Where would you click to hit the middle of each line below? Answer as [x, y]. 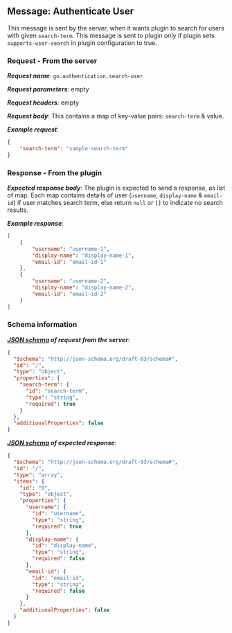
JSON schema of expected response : [62, 443]
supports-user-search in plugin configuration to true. [82, 43]
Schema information [42, 325]
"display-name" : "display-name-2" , [83, 288]
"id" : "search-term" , [57, 391]
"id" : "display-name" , [65, 546]
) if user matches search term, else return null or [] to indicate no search [118, 203]
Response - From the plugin [55, 172]
